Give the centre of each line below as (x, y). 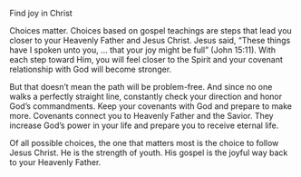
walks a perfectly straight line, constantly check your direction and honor (146, 96)
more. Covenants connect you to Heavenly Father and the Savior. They (141, 116)
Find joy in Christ (41, 13)
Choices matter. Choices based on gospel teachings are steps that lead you (150, 30)
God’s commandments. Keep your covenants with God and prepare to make (151, 106)
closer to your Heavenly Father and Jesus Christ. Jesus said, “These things (150, 40)
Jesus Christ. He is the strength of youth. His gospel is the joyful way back (149, 152)
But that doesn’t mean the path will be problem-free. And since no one (141, 87)
